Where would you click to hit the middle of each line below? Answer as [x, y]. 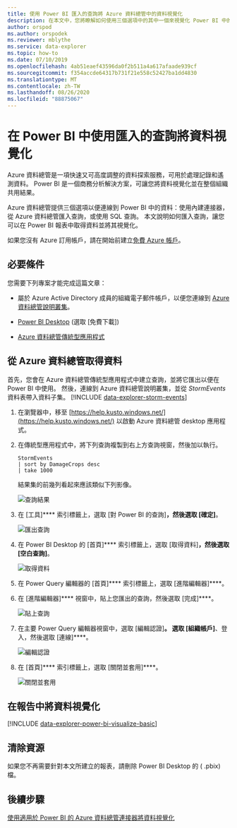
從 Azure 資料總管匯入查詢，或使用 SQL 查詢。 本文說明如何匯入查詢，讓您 [116, 216]
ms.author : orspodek [38, 34]
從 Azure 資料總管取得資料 [65, 361]
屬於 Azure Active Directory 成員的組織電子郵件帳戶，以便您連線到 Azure [123, 298]
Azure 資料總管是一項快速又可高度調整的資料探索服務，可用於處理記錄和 [113, 174]
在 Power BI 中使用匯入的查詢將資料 [111, 137]
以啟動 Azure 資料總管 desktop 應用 [168, 421]
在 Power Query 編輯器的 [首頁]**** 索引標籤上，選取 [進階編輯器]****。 [123, 583]
